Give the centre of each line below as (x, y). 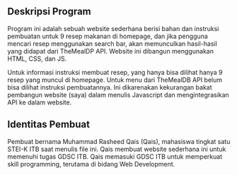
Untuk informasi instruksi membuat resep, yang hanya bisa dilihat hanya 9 (115, 72)
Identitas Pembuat (49, 125)
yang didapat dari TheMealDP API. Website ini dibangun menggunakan (111, 51)
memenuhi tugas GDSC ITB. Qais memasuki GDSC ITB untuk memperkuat (115, 156)
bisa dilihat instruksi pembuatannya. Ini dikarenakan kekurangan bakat (110, 87)
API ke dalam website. (40, 102)
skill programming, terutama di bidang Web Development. (91, 164)
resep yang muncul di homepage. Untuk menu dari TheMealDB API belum (115, 80)
